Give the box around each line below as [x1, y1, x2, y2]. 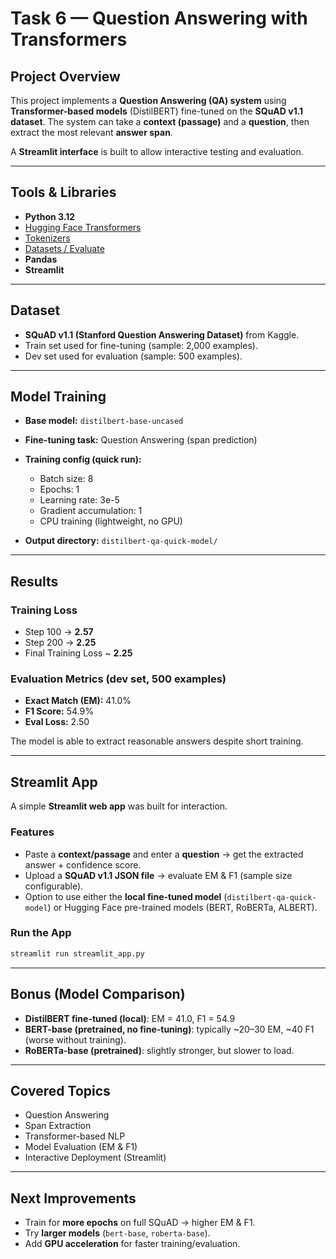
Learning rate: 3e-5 [39, 494, 120, 506]
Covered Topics [10, 1082, 111, 1099]
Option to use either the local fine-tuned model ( [24, 890, 228, 902]
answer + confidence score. [24, 858, 142, 871]
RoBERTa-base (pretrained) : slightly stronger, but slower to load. [24, 1044, 295, 1056]
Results [10, 573, 59, 590]
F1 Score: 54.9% [24, 705, 94, 717]
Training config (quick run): [24, 453, 142, 466]
